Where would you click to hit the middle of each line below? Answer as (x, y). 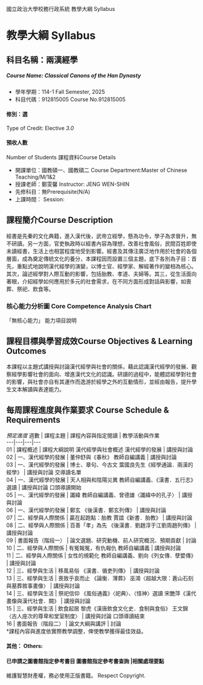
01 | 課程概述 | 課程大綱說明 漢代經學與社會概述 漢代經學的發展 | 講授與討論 (100, 449)
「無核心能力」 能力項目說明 (41, 320)
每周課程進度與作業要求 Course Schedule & (88, 410)
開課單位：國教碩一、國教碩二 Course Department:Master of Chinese (101, 170)
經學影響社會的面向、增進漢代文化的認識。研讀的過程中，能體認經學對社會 (104, 374)
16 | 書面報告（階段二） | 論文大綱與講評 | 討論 (64, 623)
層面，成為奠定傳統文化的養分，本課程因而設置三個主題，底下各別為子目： (99, 259)
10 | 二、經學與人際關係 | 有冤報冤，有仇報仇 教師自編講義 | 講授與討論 (94, 548)
